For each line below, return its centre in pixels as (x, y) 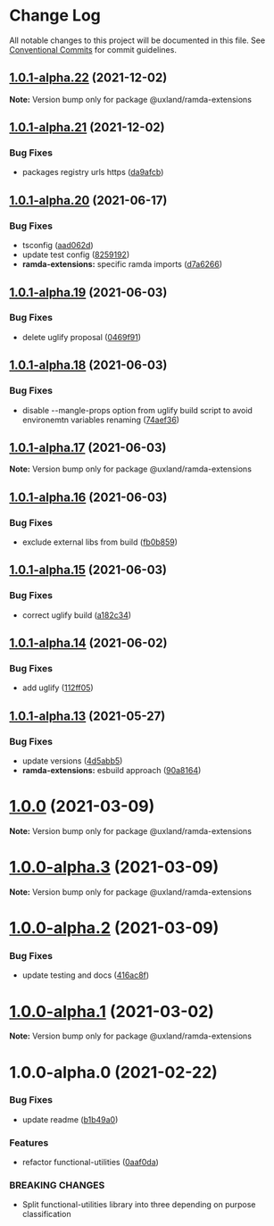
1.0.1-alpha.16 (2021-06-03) (88, 497)
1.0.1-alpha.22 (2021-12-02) (88, 78)
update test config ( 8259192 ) (76, 254)
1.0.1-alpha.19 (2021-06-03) (88, 292)
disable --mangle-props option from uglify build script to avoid (137, 410)
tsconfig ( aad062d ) (58, 246)
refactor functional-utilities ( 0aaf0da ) (90, 1163)
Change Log (55, 16)
